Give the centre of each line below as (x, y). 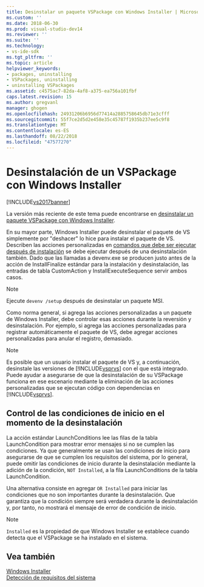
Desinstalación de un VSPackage (92, 172)
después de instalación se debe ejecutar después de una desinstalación (97, 251)
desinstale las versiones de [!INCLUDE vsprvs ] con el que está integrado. (97, 368)
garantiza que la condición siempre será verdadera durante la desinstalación (102, 501)
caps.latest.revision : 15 (39, 97)
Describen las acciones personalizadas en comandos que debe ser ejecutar (101, 245)
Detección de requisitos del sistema (51, 578)
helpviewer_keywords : (34, 68)
